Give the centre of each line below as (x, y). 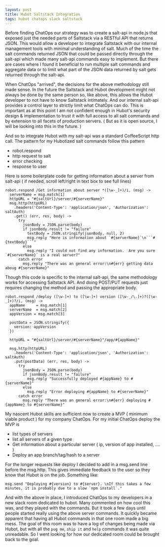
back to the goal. (22, 540)
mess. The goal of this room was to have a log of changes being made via (80, 524)
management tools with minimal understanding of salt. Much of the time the (82, 49)
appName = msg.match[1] (38, 306)
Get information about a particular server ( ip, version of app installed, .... (86, 444)
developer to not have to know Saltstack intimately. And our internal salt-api (82, 100)
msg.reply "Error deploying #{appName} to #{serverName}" (88, 392)
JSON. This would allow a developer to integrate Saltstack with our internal (81, 43)
